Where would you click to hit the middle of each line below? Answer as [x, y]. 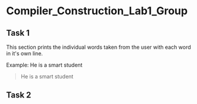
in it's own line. [25, 53]
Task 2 [19, 95]
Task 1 [18, 33]
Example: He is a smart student [44, 65]
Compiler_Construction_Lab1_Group [97, 11]
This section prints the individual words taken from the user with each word [99, 47]
